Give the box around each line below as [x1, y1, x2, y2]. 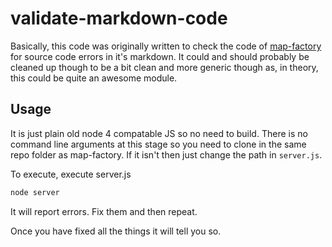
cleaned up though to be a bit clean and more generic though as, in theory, [10, 61, 319, 73]
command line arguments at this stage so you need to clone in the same [10, 138, 307, 150]
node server [10, 187, 60, 197]
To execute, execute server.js [10, 168, 132, 180]
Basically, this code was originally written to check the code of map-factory [10, 40, 322, 52]
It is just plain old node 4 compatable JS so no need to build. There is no [10, 127, 308, 139]
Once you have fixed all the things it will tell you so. [10, 225, 222, 237]
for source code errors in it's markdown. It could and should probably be [10, 50, 310, 62]
